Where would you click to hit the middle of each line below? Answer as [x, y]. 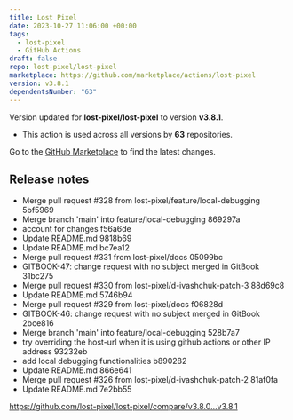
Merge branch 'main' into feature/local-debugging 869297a [131, 219]
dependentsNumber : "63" [53, 91]
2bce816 [38, 323]
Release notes [49, 179]
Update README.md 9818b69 [77, 238]
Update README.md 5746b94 [77, 295]
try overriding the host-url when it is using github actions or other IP [146, 342]
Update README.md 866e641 [77, 370]
